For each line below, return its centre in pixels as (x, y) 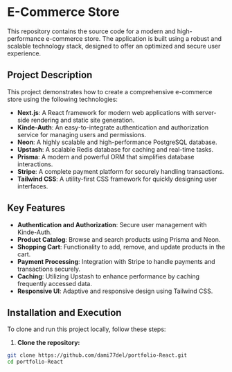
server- (206, 112)
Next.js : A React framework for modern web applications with (106, 112)
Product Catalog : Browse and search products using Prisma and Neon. (119, 239)
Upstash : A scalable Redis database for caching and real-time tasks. (115, 149)
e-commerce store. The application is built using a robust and (134, 38)
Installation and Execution (64, 312)
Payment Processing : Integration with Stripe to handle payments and (116, 261)
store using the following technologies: (62, 99)
